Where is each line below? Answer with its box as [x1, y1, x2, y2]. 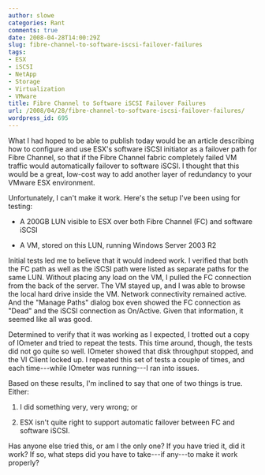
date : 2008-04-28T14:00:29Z [8, 33, 101, 42]
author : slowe [8, 11, 55, 20]
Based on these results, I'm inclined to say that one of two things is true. [8, 378, 243, 387]
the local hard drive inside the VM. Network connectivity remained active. [8, 289, 247, 298]
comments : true [8, 26, 58, 34]
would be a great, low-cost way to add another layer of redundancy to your [8, 169, 252, 178]
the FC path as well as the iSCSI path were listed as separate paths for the [8, 264, 249, 273]
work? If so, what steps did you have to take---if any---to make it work [8, 449, 238, 458]
